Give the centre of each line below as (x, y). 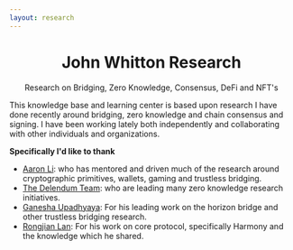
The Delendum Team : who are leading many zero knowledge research (153, 188)
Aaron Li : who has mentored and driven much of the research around (151, 169)
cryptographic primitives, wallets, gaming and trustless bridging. (142, 178)
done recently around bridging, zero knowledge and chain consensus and (146, 115)
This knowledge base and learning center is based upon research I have (143, 105)
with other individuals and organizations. (85, 134)
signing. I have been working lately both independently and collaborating (144, 124)
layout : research (42, 18)
